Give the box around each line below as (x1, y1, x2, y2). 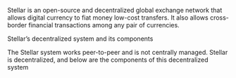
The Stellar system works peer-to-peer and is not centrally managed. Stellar (7, 48, 228, 56)
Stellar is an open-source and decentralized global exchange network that (7, 6, 223, 14)
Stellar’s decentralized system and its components (7, 34, 154, 43)
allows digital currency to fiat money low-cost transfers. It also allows (7, 13, 209, 22)
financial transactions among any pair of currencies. (27, 21, 180, 29)
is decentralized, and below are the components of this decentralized (7, 56, 209, 64)
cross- (210, 13, 229, 22)
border (7, 21, 27, 29)
